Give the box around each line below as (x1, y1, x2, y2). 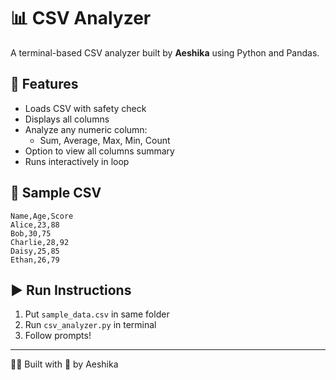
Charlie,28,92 (10, 237, 70, 247)
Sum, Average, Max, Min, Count (39, 134, 171, 146)
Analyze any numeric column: (24, 123, 148, 135)
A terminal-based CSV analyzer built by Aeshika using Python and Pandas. (10, 46, 320, 59)
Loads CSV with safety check (24, 102, 147, 114)
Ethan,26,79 (10, 255, 60, 265)
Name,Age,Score (10, 211, 74, 221)
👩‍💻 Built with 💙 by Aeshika (10, 358, 119, 370)
